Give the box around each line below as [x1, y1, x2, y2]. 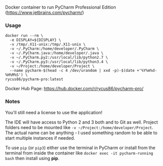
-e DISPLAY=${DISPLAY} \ [9, 37, 61, 43]
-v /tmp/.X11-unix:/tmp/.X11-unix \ [9, 42, 86, 47]
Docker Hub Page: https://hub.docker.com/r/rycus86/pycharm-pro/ [5, 86, 144, 92]
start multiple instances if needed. [5, 135, 75, 141]
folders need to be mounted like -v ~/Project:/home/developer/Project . [5, 124, 154, 130]
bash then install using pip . [5, 155, 60, 161]
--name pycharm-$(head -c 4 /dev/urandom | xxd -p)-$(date [9, 68, 135, 73]
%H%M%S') [5, 72, 23, 78]
